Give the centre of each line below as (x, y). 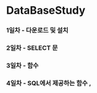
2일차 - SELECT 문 (32, 48)
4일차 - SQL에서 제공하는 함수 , (49, 83)
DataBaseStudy (46, 10)
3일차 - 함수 (22, 65)
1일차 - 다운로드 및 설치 (37, 31)
